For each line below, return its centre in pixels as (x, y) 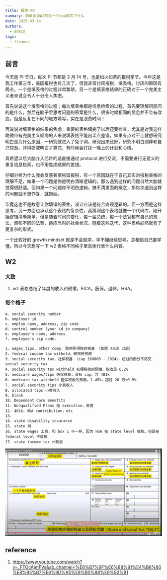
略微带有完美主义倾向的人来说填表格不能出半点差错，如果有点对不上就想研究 (83, 135)
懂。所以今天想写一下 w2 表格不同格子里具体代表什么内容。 (66, 246)
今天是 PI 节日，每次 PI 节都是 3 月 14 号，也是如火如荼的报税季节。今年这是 (83, 77)
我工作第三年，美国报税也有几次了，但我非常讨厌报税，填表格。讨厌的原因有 (83, 83)
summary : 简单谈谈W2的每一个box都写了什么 (45, 16)
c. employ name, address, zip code (42, 324)
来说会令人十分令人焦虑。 (40, 95)
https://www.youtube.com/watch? (47, 562)
